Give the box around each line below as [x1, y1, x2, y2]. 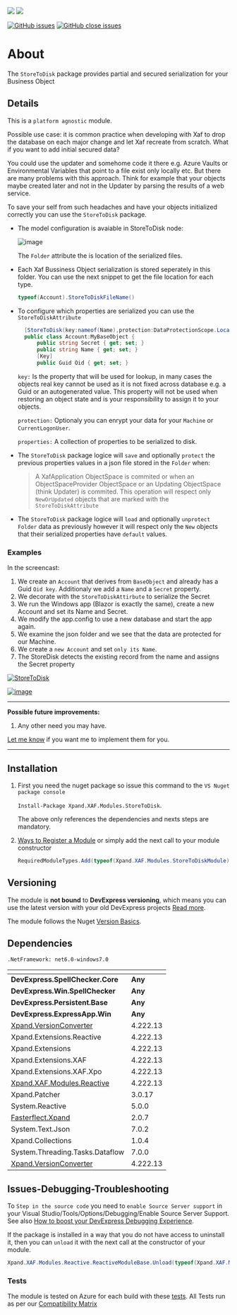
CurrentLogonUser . [17, 423, 71, 432]
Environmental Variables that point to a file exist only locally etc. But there [7, 166, 221, 175]
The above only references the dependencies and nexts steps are [17, 814, 209, 823]
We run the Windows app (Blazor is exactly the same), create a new [17, 600, 214, 608]
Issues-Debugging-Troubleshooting [7, 1183, 169, 1195]
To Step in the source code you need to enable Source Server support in [7, 1202, 223, 1210]
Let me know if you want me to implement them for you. [7, 735, 170, 744]
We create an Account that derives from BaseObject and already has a [17, 577, 219, 586]
